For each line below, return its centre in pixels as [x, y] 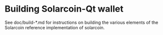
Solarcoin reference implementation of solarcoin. [55, 27]
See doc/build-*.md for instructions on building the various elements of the [81, 22]
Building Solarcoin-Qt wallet [64, 9]
